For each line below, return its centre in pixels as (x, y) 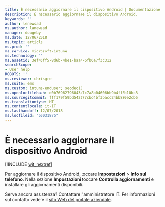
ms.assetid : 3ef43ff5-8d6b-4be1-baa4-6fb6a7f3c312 (58, 60)
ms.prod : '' (17, 47)
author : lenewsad (23, 24)
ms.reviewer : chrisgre (28, 79)
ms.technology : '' (24, 56)
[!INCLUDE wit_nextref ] (29, 164)
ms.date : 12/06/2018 (26, 38)
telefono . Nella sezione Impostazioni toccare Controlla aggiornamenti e (80, 179)
